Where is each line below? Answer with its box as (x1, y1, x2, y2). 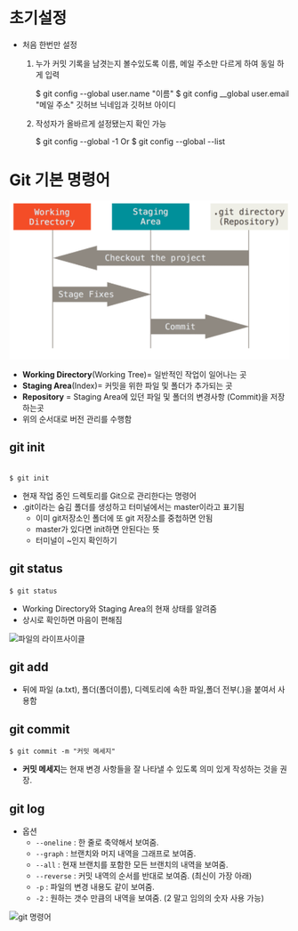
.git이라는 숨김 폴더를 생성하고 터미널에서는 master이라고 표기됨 (21, 501, 245, 512)
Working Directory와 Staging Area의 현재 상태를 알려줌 (21, 603, 218, 614)
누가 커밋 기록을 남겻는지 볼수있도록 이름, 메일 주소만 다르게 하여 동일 (35, 58, 276, 69)
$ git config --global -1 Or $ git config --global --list (35, 135, 225, 147)
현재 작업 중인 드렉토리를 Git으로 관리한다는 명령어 (21, 490, 197, 501)
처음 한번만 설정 (21, 39, 77, 50)
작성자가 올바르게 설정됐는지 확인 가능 (35, 117, 167, 129)
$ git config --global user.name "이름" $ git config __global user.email (35, 88, 289, 99)
